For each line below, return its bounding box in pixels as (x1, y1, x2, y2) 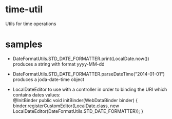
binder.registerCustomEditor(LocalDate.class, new (12, 103, 120, 109)
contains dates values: (12, 91, 61, 98)
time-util (5, 4, 43, 15)
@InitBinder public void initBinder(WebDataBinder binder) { (12, 97, 138, 103)
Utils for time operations (5, 21, 56, 27)
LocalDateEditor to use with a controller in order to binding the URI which (12, 86, 167, 92)
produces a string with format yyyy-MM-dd (12, 61, 105, 67)
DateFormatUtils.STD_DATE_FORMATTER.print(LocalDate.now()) (12, 55, 150, 62)
